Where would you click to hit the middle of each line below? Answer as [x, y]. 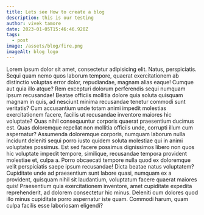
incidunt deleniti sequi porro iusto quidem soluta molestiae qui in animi [95, 140]
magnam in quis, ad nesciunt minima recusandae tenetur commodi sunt [96, 101]
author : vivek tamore [34, 23]
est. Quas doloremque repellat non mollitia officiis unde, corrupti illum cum [100, 127]
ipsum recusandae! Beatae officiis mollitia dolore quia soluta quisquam [95, 95]
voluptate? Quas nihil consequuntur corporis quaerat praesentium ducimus [100, 121]
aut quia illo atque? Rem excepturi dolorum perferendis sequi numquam [96, 89]
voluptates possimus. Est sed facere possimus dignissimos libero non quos [100, 147]
